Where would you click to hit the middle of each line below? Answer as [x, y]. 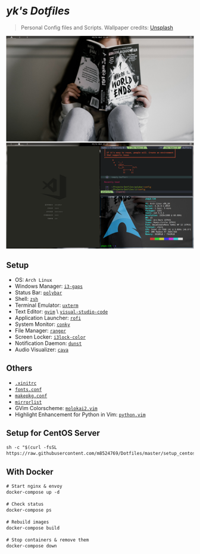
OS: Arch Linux [33, 279]
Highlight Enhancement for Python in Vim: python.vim [80, 414]
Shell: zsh [26, 298]
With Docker [30, 472]
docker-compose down [32, 546]
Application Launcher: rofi [48, 318]
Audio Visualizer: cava [41, 349]
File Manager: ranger [40, 330]
